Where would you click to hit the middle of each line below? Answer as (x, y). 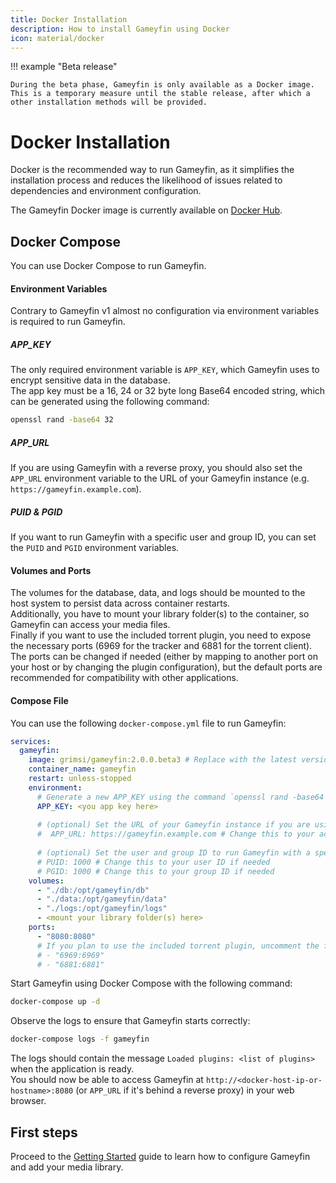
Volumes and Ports (51, 570)
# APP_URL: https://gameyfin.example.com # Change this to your (175, 834)
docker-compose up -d (55, 1002)
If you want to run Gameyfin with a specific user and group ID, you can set (163, 537)
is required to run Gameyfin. (68, 322)
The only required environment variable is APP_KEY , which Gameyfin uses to (165, 370)
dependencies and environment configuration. (106, 191)
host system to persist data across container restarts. (120, 603)
